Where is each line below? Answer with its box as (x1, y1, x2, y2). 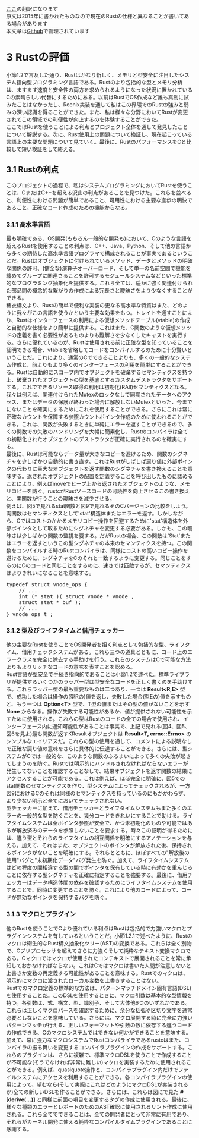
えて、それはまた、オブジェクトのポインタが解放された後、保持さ (26, 842, 188, 849)
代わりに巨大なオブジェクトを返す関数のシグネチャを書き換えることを (16, 466, 188, 473)
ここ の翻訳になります (6, 5, 58, 12)
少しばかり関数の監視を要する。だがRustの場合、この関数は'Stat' (21, 532, 181, 539)
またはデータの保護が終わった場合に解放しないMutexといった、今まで (21, 398, 192, 405)
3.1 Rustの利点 (6, 165, 59, 175)
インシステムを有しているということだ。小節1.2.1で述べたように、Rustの (16, 932, 192, 939)
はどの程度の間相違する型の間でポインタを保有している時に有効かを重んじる (6, 864, 193, 871)
